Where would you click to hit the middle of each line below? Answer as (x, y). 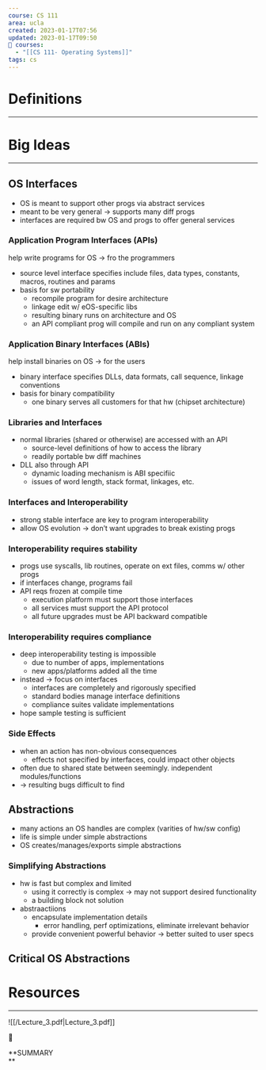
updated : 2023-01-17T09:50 (53, 38)
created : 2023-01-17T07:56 (53, 30)
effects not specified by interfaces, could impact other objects (133, 759)
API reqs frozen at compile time (71, 591)
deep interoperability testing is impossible (88, 654)
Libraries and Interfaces (55, 422)
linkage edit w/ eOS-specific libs (85, 307)
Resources (44, 993)
